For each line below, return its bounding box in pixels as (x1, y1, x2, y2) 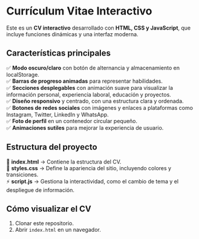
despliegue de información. (6, 186, 74, 194)
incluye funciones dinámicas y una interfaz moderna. (6, 30, 139, 37)
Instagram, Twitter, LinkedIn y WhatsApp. (6, 110, 109, 118)
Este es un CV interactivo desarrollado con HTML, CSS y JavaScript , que (6, 24, 191, 31)
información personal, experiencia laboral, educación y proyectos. (6, 91, 171, 98)
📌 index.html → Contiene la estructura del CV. (6, 158, 122, 165)
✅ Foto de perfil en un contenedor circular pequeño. (6, 117, 138, 124)
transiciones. (6, 171, 39, 178)
